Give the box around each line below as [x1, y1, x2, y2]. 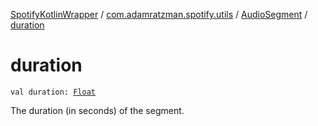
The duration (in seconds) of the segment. [10, 104, 185, 116]
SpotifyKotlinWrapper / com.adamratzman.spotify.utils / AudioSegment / [10, 9, 308, 20]
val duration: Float [10, 87, 97, 97]
